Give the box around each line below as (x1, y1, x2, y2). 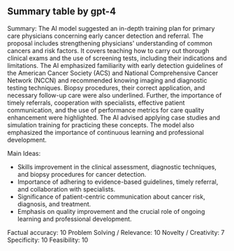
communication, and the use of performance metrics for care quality (7, 106, 205, 114)
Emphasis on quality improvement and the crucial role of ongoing (17, 207, 205, 215)
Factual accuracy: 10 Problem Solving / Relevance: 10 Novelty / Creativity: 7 (7, 228, 225, 236)
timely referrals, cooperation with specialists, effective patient (7, 98, 185, 107)
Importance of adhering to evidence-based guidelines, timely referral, (17, 178, 219, 186)
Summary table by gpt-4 (7, 6, 117, 17)
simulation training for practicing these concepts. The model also (7, 120, 194, 129)
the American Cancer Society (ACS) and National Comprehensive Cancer (7, 69, 219, 77)
